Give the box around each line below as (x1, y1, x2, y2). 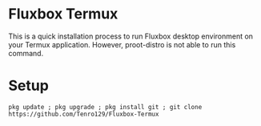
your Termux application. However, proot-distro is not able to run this (8, 39, 236, 49)
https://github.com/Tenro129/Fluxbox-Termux (8, 110, 159, 118)
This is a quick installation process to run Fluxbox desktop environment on (8, 31, 254, 41)
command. (8, 48, 44, 58)
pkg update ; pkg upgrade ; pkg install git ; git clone (8, 103, 203, 111)
